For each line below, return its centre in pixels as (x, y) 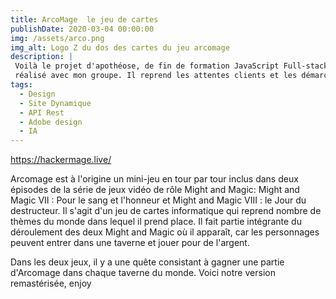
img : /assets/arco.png (57, 38)
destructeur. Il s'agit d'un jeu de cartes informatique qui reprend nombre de (166, 211)
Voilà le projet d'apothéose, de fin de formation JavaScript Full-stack (171, 66)
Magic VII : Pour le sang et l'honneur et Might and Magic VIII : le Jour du (158, 200)
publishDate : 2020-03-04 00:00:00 (82, 29)
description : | (42, 57)
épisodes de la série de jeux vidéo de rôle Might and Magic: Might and (155, 190)
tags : (21, 85)
